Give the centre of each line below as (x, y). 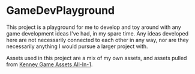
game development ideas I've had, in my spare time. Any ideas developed (97, 33)
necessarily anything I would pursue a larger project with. (77, 46)
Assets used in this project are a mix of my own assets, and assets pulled (97, 58)
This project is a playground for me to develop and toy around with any (94, 27)
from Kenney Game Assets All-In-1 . (49, 64)
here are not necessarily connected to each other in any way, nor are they (97, 40)
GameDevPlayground (61, 11)
